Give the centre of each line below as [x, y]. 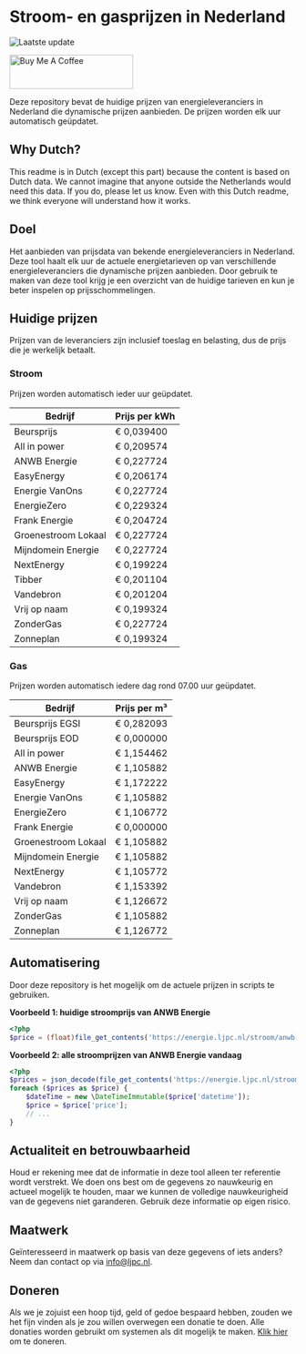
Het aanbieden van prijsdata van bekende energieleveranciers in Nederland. [153, 251]
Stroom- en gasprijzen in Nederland [148, 17]
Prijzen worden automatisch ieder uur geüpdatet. [101, 393]
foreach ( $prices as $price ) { [69, 1089]
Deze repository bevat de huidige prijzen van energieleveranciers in [137, 101]
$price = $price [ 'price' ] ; [77, 1105]
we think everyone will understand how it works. [100, 200]
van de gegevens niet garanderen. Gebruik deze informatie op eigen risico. [150, 1201]
